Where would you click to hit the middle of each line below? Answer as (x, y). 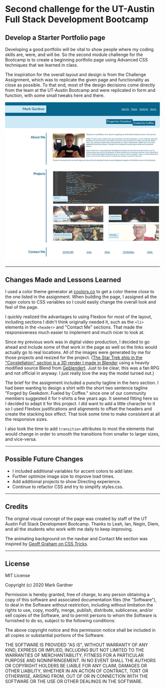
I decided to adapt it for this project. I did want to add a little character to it (80, 403)
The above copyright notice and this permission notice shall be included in (80, 630)
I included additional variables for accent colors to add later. (73, 471)
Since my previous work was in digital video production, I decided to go (77, 342)
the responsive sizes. (27, 419)
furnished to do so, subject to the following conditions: (60, 621)
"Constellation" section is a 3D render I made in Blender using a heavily (77, 362)
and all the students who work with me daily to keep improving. (69, 529)
